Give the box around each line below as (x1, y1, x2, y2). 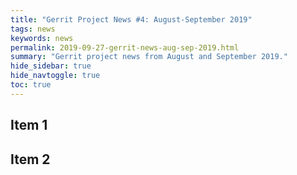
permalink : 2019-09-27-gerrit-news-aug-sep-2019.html (10, 42, 240, 53)
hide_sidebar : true (10, 61, 92, 71)
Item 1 (10, 117, 48, 134)
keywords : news (10, 33, 74, 43)
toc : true (10, 80, 52, 90)
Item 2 (10, 151, 51, 168)
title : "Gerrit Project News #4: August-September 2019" (10, 14, 253, 25)
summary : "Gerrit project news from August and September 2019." (10, 52, 288, 62)
